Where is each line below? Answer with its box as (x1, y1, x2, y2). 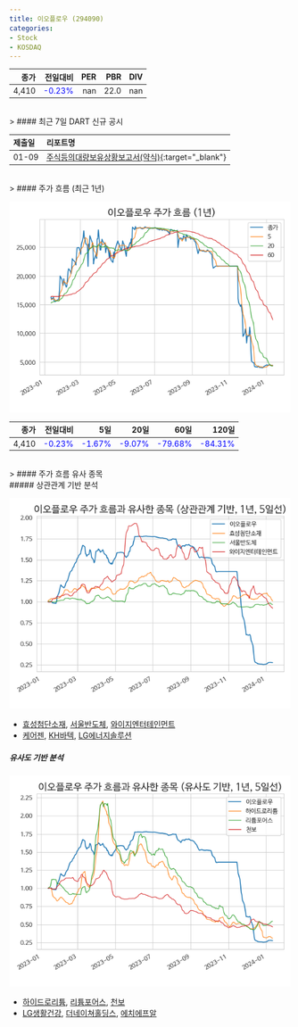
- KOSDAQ (9, 43, 42, 52)
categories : (9, 23, 54, 33)
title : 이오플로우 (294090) (9, 14, 104, 23)
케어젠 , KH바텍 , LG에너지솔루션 (21, 730, 132, 741)
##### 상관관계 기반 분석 (9, 480, 99, 490)
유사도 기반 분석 (9, 752, 64, 763)
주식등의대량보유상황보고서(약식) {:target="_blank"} (46, 152, 227, 162)
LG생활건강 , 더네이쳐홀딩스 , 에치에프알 (21, 1007, 157, 1018)
